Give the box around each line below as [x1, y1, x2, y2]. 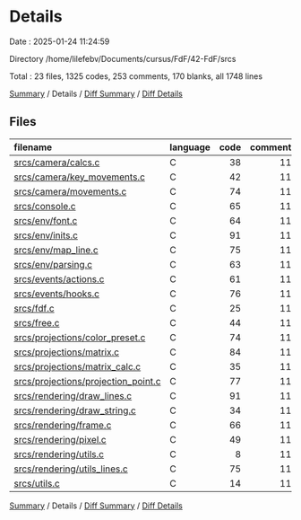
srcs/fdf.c [13, 302, 56, 314]
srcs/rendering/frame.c [13, 419, 112, 431]
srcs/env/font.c [13, 214, 78, 226]
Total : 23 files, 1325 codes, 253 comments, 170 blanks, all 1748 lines [9, 70, 262, 82]
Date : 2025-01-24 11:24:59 [9, 36, 110, 47]
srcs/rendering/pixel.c [13, 433, 107, 445]
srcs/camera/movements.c [13, 185, 127, 198]
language [169, 141, 211, 154]
